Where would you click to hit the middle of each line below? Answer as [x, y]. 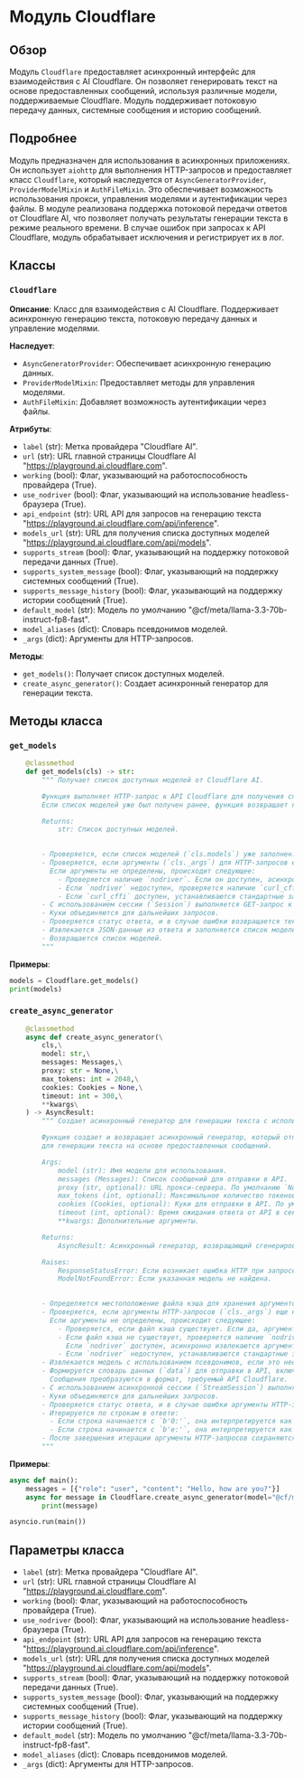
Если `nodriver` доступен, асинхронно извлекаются [163, 1346]
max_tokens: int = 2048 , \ [91, 1079]
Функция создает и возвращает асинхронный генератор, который [161, 1138]
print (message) [70, 1506]
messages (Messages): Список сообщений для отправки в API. [173, 1179]
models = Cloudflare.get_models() [74, 980]
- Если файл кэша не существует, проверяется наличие [161, 1337]
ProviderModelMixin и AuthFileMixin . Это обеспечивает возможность [141, 189]
